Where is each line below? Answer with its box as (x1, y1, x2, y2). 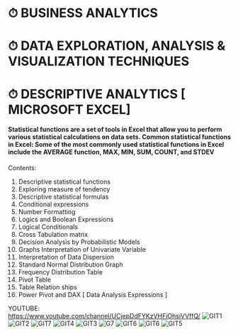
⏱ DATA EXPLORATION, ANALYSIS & (8, 38, 226, 54)
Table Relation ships (18, 282, 77, 291)
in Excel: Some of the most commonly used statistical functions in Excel (8, 140, 225, 149)
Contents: (8, 163, 37, 172)
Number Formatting (18, 207, 76, 216)
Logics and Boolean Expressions (18, 215, 114, 223)
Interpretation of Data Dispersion (18, 252, 115, 261)
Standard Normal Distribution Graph (18, 260, 123, 269)
